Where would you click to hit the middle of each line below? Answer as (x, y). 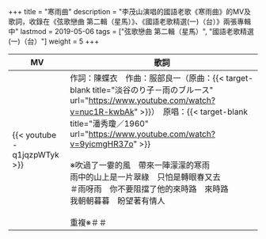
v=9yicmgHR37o (102, 144)
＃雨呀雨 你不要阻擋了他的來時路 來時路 (149, 189)
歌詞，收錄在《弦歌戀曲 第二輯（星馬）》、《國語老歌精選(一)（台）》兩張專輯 (130, 21)
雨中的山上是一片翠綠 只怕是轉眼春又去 (145, 177)
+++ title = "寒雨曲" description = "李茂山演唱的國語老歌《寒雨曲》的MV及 (130, 11)
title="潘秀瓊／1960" (109, 123)
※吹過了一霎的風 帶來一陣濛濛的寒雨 (140, 165)
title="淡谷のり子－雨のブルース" (153, 90)
